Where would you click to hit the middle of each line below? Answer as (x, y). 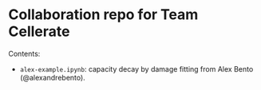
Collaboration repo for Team (103, 15)
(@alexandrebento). (52, 77)
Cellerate (39, 31)
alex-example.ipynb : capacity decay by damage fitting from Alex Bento (136, 68)
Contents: (24, 53)
